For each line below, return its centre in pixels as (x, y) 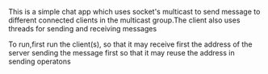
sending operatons (40, 61)
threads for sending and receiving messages (83, 29)
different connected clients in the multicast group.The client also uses (124, 20)
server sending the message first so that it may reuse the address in (122, 53)
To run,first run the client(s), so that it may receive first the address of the (130, 44)
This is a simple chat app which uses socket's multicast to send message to (134, 12)
